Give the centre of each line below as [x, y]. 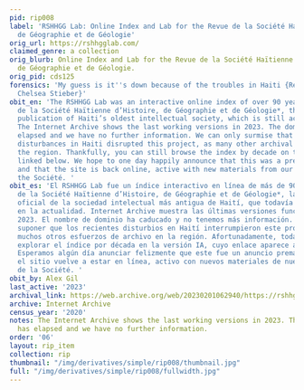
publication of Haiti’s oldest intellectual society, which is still [151, 119]
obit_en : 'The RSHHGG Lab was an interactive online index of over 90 [145, 102]
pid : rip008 [32, 18]
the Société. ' [46, 177]
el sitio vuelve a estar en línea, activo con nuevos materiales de [149, 262]
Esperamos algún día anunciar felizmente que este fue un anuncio [145, 253]
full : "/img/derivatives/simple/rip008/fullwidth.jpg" [115, 371]
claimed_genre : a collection [64, 52]
